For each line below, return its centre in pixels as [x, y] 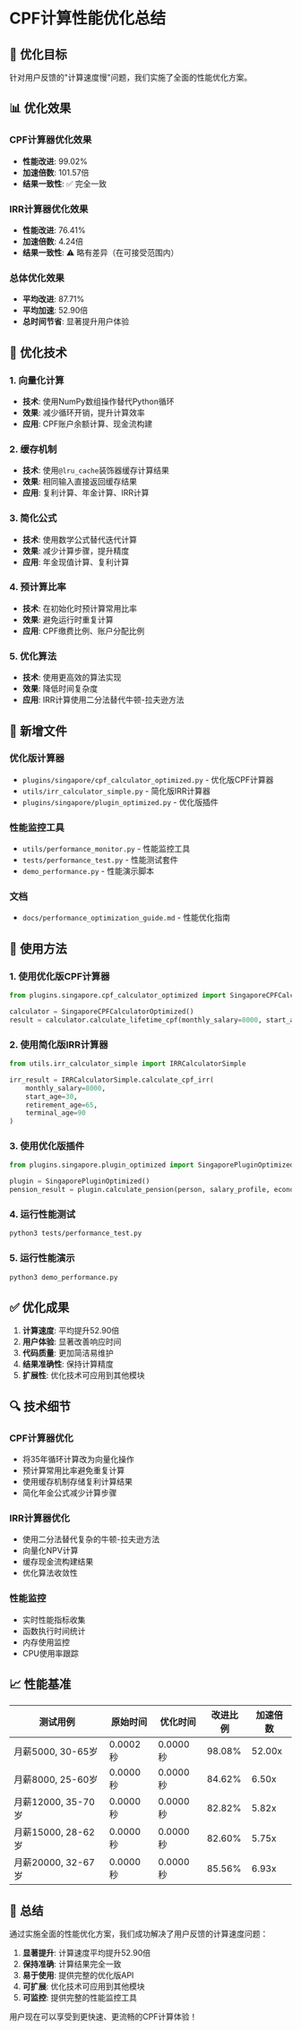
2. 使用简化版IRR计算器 [59, 1044]
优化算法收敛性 [50, 1573]
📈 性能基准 [40, 1684]
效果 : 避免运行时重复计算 [68, 620]
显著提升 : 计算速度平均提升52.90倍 [86, 1953]
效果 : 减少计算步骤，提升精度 [76, 551]
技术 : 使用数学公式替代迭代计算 [79, 539]
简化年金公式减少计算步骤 [69, 1493]
